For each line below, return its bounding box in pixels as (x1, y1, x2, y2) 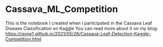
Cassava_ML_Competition (5, 3, 118, 15)
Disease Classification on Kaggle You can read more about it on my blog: (5, 25, 158, 31)
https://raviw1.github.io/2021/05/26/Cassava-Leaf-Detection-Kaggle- (5, 30, 151, 36)
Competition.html (5, 36, 42, 42)
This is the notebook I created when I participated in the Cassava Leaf (5, 20, 152, 26)
